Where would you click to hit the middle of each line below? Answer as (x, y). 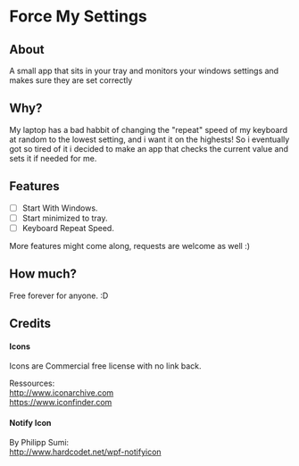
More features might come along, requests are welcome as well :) (130, 245)
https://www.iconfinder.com (61, 403)
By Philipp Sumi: (39, 443)
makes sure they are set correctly (71, 80)
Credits (30, 324)
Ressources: (32, 383)
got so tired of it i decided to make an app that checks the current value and (149, 148)
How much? (43, 274)
